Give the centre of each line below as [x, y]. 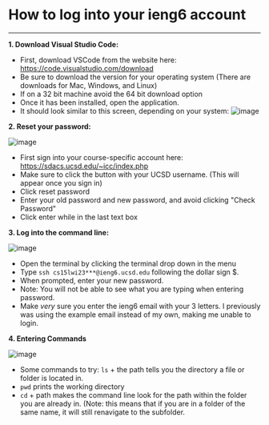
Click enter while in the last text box [79, 217]
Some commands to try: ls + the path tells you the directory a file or [132, 369]
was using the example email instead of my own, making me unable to [135, 315]
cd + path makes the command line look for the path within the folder [133, 395]
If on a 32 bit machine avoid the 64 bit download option [111, 94]
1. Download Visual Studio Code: [63, 44]
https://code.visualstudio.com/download [86, 68]
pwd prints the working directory [72, 387]
